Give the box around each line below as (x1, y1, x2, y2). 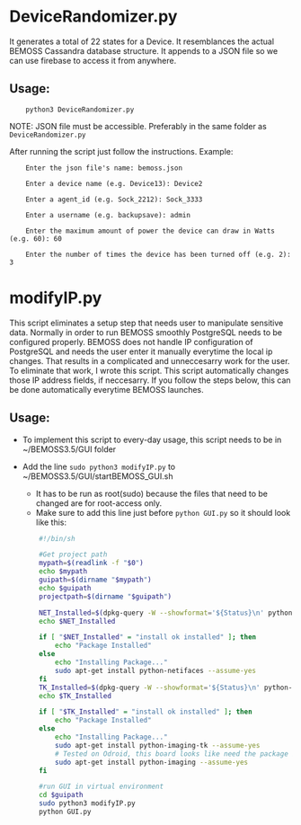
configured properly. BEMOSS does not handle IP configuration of (9, 336, 253, 347)
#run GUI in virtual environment (39, 782, 164, 792)
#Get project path (39, 550, 108, 559)
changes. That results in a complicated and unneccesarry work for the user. (9, 355, 290, 366)
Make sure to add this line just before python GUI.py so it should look (35, 507, 291, 518)
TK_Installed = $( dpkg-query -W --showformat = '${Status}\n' (39, 683, 261, 692)
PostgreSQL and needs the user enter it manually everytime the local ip (9, 346, 273, 357)
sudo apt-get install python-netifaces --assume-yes (55, 666, 257, 675)
